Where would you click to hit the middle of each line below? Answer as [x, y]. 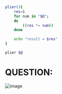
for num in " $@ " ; [31, 16]
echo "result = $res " [36, 39]
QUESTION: [29, 72]
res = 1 [20, 12]
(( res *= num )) [38, 25]
